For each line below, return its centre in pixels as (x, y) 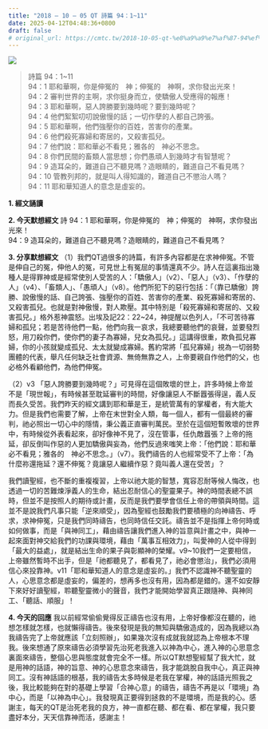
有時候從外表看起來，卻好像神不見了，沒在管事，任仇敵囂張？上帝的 (134, 434)
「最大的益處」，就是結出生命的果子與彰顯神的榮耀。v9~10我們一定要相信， (132, 551)
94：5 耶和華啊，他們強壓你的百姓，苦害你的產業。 (112, 127)
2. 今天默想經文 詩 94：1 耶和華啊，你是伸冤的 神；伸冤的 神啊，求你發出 (133, 220)
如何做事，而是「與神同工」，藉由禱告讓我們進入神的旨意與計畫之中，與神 (129, 531)
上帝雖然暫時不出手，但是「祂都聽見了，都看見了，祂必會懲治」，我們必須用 (132, 561)
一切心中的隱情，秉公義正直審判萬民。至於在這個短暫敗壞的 (148, 424)
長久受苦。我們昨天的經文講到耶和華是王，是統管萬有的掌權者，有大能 (130, 404)
